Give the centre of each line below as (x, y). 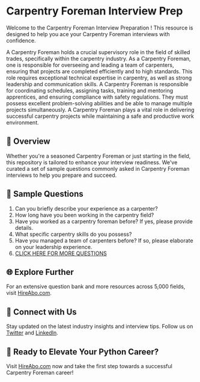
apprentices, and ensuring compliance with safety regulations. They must (97, 97)
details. (24, 227)
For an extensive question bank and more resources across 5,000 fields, (96, 286)
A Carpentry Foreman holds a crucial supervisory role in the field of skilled (98, 52)
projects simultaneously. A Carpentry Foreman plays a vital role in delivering (100, 109)
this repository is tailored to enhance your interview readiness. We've (92, 162)
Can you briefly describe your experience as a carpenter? (86, 208)
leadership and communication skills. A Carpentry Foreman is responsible (97, 84)
